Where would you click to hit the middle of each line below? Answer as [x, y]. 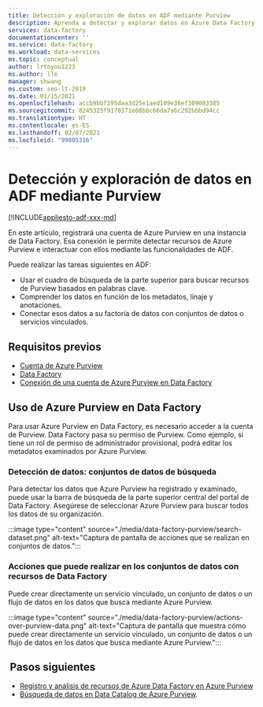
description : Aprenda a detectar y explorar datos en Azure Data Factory [132, 23]
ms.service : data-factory [50, 45]
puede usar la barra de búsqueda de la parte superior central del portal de [129, 497]
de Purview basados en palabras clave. [83, 288]
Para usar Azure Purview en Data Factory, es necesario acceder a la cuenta [131, 426]
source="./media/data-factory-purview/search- [165, 530]
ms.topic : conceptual [44, 60]
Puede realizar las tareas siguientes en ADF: [80, 265]
